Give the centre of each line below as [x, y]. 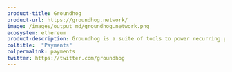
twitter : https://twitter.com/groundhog [66, 58]
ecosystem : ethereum [37, 33]
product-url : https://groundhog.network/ [68, 20]
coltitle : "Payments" [40, 45]
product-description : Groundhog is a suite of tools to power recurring [114, 39]
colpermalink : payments [41, 52]
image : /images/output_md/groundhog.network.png [78, 26]
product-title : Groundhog [44, 13]
